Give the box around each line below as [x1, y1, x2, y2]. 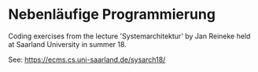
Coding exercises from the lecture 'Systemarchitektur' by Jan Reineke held [8, 31, 251, 41]
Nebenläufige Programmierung [8, 5, 216, 23]
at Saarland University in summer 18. [8, 39, 127, 49]
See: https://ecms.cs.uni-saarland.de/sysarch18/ [8, 55, 166, 64]
